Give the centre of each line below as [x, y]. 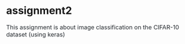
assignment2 [39, 11]
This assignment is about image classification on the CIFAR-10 [92, 27]
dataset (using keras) [36, 34]
